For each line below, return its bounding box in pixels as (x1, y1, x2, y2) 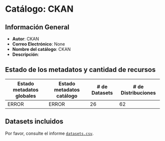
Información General (5, 23, 70, 31)
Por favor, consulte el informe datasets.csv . (5, 130, 94, 136)
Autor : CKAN (12, 36, 39, 42)
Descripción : (12, 51, 39, 57)
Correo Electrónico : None (12, 41, 65, 47)
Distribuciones (121, 89, 156, 96)
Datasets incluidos (5, 117, 64, 126)
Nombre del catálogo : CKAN (12, 47, 71, 52)
